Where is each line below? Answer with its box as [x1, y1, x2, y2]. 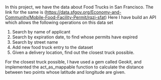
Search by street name [12, 39, 58, 45]
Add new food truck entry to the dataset [12, 45, 93, 50]
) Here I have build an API [105, 15, 157, 20]
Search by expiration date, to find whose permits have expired [12, 34, 138, 40]
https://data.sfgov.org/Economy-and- [46, 9, 121, 15]
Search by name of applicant [12, 29, 70, 34]
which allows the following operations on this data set [5, 19, 114, 25]
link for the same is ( [5, 9, 46, 15]
